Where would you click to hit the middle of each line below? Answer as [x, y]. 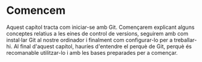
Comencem [36, 11]
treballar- [185, 40]
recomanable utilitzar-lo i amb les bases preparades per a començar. [92, 52]
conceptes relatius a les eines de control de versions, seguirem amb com [97, 33]
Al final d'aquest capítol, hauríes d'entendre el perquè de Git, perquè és [103, 46]
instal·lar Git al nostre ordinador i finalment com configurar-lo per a [90, 40]
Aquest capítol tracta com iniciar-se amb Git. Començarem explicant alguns [100, 27]
